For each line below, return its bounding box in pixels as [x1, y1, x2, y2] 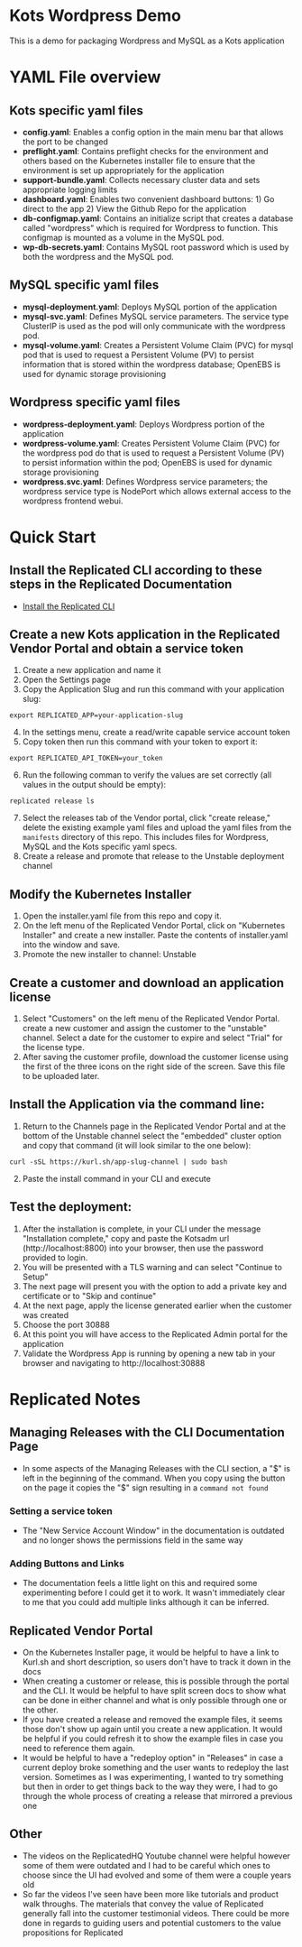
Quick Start [9, 527, 96, 547]
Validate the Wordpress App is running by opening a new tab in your [22, 1348, 276, 1359]
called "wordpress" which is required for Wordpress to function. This [22, 222, 279, 233]
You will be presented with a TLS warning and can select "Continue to [22, 1261, 282, 1272]
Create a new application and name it [22, 665, 161, 676]
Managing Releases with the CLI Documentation [9, 1425, 286, 1440]
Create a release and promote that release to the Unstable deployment [22, 851, 285, 862]
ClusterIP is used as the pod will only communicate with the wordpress [22, 320, 286, 331]
